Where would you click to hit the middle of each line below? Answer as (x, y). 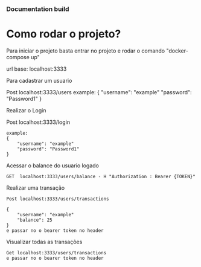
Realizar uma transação (36, 188)
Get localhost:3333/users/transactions (56, 253)
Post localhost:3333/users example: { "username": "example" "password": (99, 92)
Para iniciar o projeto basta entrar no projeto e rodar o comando (86, 51)
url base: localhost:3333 (37, 69)
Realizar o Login (26, 110)
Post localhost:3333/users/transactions (58, 199)
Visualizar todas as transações (44, 242)
